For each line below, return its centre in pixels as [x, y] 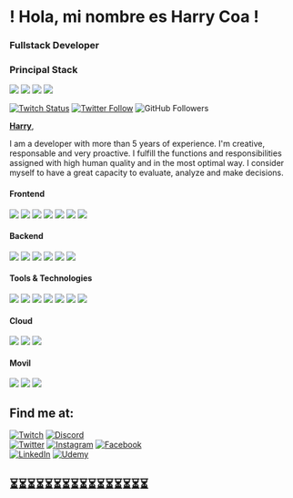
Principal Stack [44, 70]
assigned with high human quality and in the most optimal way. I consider [147, 163]
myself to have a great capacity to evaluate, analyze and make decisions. [146, 173]
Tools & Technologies [51, 278]
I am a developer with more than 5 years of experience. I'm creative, [137, 144]
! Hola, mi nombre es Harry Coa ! [134, 17]
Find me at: [42, 413]
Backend [26, 236]
